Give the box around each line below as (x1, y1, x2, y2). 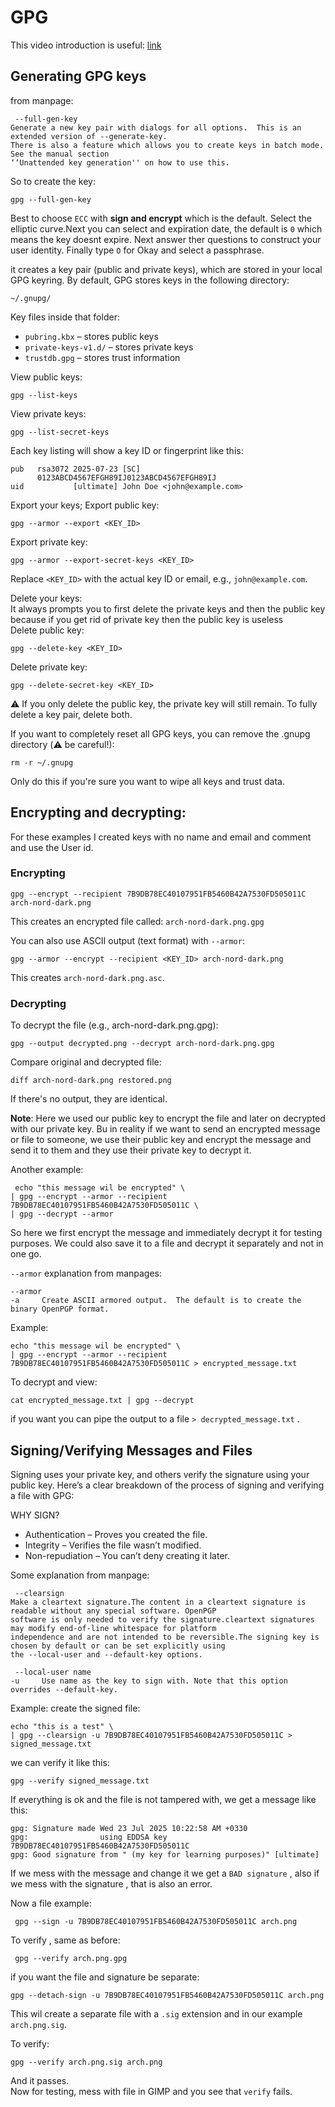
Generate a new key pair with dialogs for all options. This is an (10, 122, 302, 133)
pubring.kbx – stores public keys (24, 330, 159, 342)
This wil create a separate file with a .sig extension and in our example (10, 2007, 303, 2020)
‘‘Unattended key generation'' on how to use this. (10, 157, 230, 168)
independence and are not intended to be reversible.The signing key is (10, 1632, 320, 1642)
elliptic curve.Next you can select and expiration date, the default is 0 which (10, 222, 323, 235)
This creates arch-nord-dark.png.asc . (10, 971, 165, 983)
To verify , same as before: (10, 1934, 121, 1946)
